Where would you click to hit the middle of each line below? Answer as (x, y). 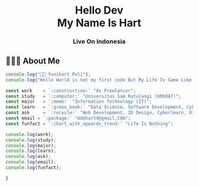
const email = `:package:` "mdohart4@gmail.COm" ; (68, 118)
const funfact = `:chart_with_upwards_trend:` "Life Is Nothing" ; (89, 123)
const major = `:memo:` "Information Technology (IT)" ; (79, 102)
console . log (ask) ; (28, 157)
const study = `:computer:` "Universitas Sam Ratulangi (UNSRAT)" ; (94, 96)
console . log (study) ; (31, 140)
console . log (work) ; (30, 134)
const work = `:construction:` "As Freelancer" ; (71, 91)
